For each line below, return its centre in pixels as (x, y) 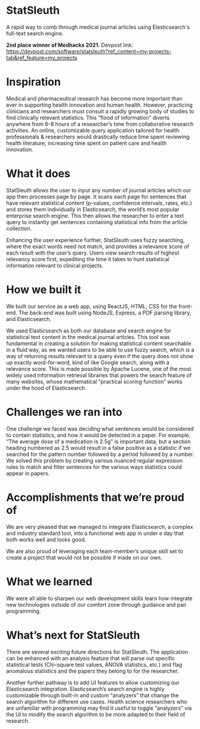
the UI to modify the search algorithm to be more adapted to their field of (96, 714)
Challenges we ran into (64, 412)
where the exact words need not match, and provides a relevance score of (98, 246)
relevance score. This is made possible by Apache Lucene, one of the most (99, 368)
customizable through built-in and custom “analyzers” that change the (93, 695)
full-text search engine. (35, 33)
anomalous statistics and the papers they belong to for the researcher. (93, 671)
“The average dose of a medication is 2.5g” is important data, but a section (99, 441)
